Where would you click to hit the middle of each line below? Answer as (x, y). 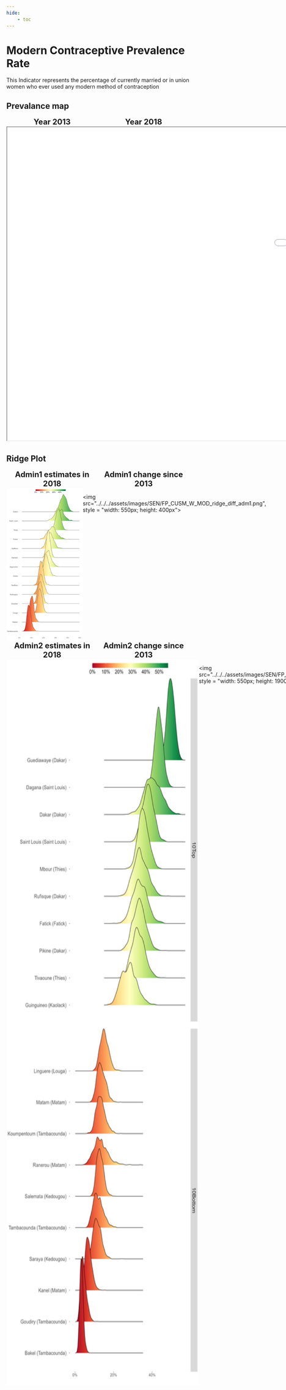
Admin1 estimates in (52, 475)
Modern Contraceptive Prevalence (96, 50)
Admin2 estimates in (52, 646)
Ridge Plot (26, 458)
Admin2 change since (144, 646)
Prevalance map (38, 106)
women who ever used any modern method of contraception (83, 87)
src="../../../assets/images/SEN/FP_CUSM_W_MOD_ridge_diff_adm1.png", (174, 504)
